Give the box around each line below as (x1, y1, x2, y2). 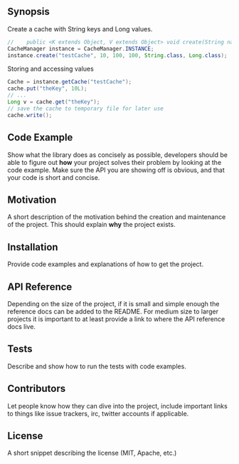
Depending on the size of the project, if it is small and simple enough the (7, 299, 220, 308)
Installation (7, 241, 58, 253)
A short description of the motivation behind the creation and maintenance (7, 213, 226, 221)
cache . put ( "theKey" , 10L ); (7, 85, 87, 92)
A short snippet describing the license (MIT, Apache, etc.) (7, 449, 177, 458)
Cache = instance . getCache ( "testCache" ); (7, 79, 132, 86)
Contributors (7, 383, 66, 395)
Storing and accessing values (7, 64, 94, 74)
